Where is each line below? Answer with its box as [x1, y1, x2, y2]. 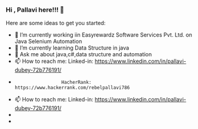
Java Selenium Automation [14, 38, 82, 45]
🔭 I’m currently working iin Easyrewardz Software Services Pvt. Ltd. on [14, 31, 193, 39]
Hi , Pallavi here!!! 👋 [5, 6, 65, 14]
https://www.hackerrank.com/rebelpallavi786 [14, 85, 130, 91]
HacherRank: [61, 79, 92, 86]
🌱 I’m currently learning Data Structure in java [14, 44, 130, 51]
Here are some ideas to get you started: [5, 20, 106, 27]
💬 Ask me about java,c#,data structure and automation [14, 51, 152, 58]
